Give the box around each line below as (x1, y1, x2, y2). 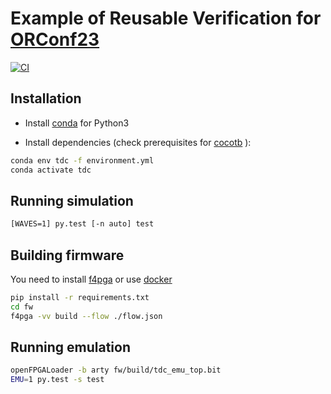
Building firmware (10, 247, 125, 264)
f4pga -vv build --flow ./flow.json (10, 311, 163, 321)
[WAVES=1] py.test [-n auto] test (10, 219, 155, 229)
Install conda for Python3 (24, 117, 130, 129)
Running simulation (10, 192, 134, 209)
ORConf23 (10, 28, 100, 51)
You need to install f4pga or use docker (10, 273, 173, 285)
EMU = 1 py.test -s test (10, 375, 105, 385)
